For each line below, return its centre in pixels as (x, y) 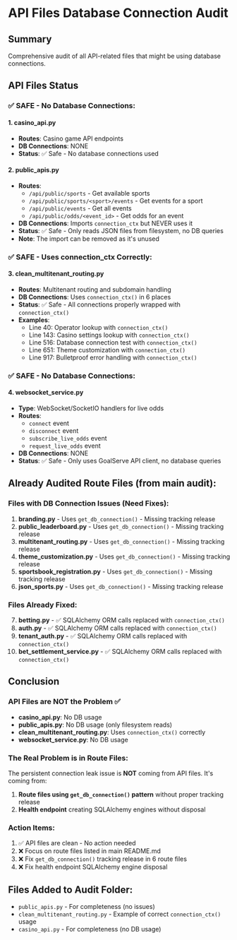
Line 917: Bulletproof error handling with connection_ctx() (113, 357)
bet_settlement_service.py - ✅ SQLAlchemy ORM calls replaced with (120, 651)
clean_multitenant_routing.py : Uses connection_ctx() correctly (112, 732)
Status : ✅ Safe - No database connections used (89, 153)
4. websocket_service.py (46, 393)
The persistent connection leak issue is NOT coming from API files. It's (111, 773)
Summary (30, 39)
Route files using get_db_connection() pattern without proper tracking (121, 794)
